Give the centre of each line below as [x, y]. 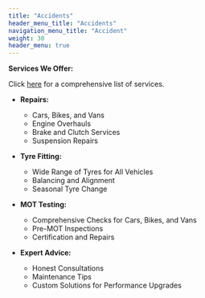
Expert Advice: [45, 253]
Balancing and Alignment [73, 181]
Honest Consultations [68, 268]
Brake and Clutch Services [76, 133]
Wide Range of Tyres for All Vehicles [92, 172]
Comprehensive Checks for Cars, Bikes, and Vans [114, 220]
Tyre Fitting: [41, 157]
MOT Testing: [43, 205]
